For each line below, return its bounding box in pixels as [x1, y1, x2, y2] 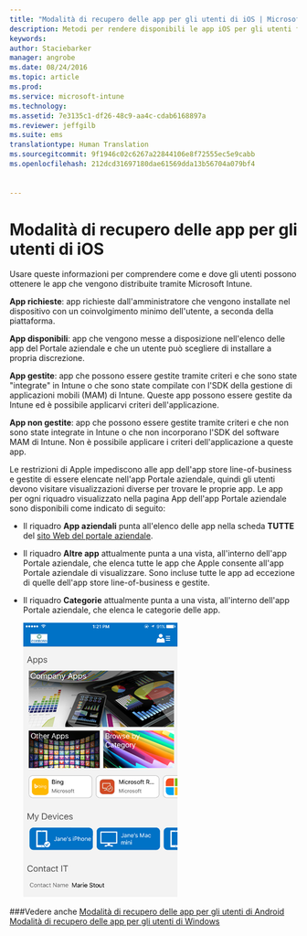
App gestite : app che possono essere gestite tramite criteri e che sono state [9, 370, 298, 381]
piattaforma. [9, 315, 56, 326]
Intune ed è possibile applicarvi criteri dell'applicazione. [9, 399, 219, 410]
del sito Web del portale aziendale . [22, 530, 153, 541]
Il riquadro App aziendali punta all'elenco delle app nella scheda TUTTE [22, 521, 295, 532]
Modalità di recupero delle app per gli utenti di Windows [9, 916, 220, 927]
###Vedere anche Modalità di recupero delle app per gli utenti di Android [9, 906, 285, 918]
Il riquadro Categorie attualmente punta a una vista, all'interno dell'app [22, 595, 290, 606]
